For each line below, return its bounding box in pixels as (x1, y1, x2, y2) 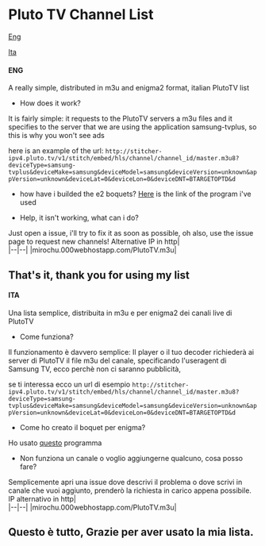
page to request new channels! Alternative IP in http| (8, 236, 180, 247)
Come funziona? (19, 332, 74, 341)
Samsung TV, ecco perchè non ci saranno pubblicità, (8, 363, 181, 374)
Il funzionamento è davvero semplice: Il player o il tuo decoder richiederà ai (8, 347, 255, 356)
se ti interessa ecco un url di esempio (8, 379, 131, 389)
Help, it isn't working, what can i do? (19, 213, 139, 223)
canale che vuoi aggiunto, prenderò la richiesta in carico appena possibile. (8, 486, 252, 495)
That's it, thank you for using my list (8, 268, 190, 282)
